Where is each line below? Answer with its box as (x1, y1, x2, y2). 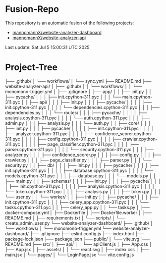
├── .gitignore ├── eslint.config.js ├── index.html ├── (29, 230, 145, 236)
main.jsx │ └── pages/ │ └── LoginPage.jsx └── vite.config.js (5, 252, 134, 258)
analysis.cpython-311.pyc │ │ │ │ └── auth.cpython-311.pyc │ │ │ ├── (5, 115, 150, 121)
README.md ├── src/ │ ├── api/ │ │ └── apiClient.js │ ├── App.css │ (5, 241, 152, 247)
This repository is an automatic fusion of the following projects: (5, 20, 134, 26)
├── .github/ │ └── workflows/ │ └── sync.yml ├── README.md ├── (5, 78, 152, 84)
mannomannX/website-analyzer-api (12, 35, 86, 41)
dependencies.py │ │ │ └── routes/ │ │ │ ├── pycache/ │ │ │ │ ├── (5, 109, 147, 115)
